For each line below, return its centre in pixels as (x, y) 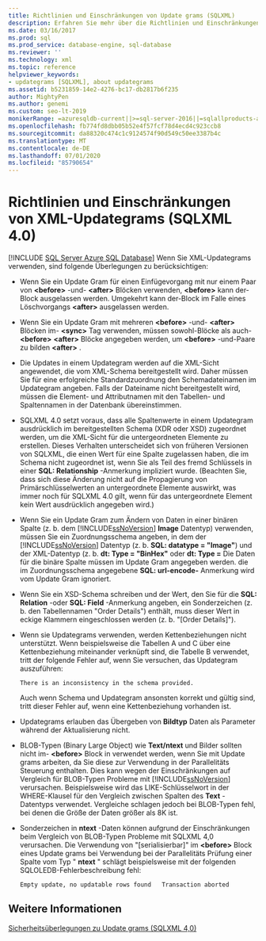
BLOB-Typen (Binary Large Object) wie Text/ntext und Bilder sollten (131, 745)
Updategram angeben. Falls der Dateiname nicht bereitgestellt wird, (130, 388)
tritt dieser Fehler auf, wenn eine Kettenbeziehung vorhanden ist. (125, 706)
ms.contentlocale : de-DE (49, 148)
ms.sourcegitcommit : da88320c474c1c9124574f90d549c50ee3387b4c (115, 133)
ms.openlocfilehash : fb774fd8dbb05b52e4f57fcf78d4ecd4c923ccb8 (115, 126)
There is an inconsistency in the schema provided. (106, 683)
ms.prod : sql (30, 38)
